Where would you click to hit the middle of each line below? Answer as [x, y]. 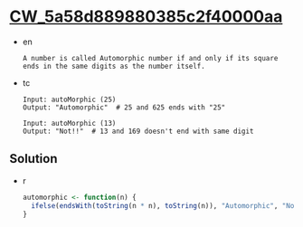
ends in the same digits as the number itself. [114, 66]
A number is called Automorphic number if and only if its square [150, 58]
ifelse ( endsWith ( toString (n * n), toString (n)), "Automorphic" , [155, 205]
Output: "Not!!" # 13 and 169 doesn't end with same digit [138, 131]
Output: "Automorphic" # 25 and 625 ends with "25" [124, 107]
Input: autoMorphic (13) [69, 123]
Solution [33, 159]
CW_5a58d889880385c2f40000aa [146, 17]
